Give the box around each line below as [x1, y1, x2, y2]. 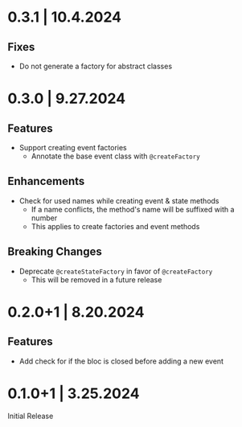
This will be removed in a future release [31, 274, 162, 285]
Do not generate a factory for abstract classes [18, 61, 173, 71]
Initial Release [7, 411, 54, 421]
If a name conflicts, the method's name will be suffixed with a [31, 204, 235, 214]
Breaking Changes [7, 245, 102, 259]
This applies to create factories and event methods [31, 221, 200, 231]
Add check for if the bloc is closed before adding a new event [18, 356, 224, 366]
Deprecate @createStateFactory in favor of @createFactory [18, 266, 213, 276]
